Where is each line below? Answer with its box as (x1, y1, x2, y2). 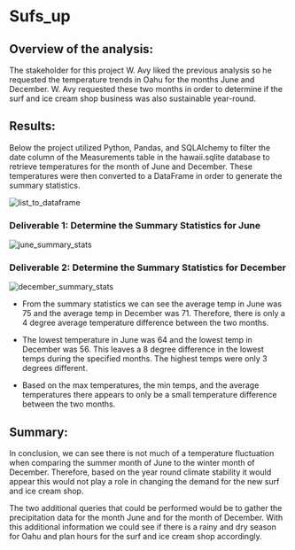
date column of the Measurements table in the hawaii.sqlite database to (9, 151, 270, 162)
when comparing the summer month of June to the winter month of (9, 458, 255, 469)
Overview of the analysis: (9, 42, 153, 57)
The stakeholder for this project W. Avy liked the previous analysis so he (9, 65, 272, 75)
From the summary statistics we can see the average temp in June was (21, 298, 282, 309)
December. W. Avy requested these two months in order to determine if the (9, 84, 283, 94)
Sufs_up (9, 6, 71, 27)
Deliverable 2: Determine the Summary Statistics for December (9, 261, 286, 274)
